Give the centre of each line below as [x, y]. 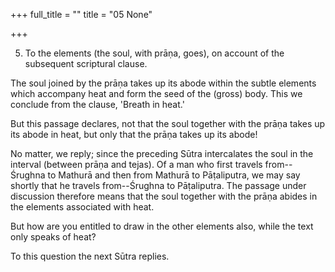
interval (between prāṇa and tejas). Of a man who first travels [136, 164]
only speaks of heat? [53, 237]
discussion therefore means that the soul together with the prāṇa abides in [164, 196]
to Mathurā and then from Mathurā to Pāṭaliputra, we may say [174, 175]
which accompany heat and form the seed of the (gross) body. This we [156, 93]
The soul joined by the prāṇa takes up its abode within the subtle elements [163, 83]
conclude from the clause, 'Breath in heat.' [97, 104]
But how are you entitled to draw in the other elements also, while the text [162, 226]
